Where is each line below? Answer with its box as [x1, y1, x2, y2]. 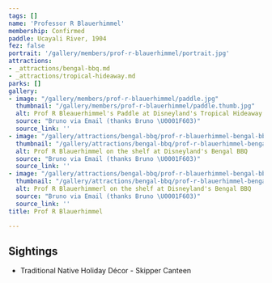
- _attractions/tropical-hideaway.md [8, 72, 136, 80]
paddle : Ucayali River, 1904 [8, 34, 107, 43]
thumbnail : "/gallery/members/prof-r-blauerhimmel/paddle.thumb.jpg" [15, 102, 255, 110]
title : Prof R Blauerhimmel [8, 207, 104, 215]
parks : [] [8, 79, 42, 87]
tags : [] [8, 11, 38, 20]
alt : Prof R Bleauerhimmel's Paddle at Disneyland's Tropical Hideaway [15, 110, 263, 118]
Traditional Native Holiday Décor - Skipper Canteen [19, 266, 192, 276]
